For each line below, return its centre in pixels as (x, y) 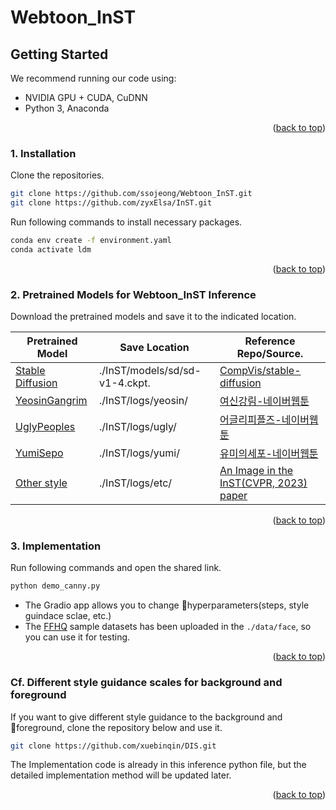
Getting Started (59, 54)
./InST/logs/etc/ (136, 483)
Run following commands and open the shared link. (116, 568)
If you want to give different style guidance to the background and (146, 717)
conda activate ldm (51, 249)
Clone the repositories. (57, 175)
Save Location (154, 348)
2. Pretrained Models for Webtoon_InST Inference (133, 294)
